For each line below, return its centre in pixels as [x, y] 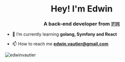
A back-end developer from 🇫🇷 [82, 24]
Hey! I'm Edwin [82, 9]
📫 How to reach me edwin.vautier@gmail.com [60, 44]
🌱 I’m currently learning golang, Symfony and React [64, 34]
